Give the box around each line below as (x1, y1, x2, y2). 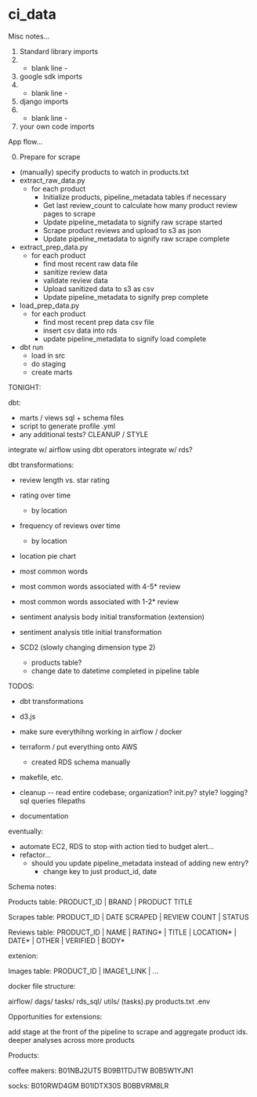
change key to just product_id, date (42, 866, 157, 876)
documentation (19, 811, 69, 821)
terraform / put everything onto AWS (19, 742, 138, 751)
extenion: (8, 951, 38, 960)
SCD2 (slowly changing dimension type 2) (19, 642, 156, 652)
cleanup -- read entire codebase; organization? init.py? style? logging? (19, 787, 248, 797)
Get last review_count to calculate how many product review (42, 200, 238, 210)
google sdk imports (19, 71, 82, 81)
